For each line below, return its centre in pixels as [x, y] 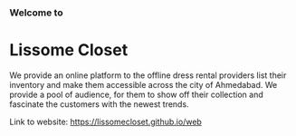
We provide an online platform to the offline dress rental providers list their [148, 75]
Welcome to [36, 13]
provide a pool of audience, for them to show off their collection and [137, 94]
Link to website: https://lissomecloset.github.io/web [105, 121]
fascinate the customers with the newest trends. [99, 104]
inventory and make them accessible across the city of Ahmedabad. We [143, 84]
